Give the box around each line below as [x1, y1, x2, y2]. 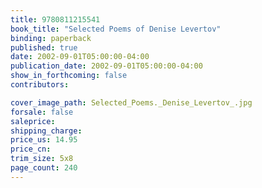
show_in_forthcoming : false [10, 71, 128, 81]
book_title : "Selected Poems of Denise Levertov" [10, 24, 222, 34]
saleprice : [10, 116, 56, 126]
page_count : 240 [10, 163, 78, 173]
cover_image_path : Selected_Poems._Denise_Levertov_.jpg [10, 97, 253, 108]
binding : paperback [10, 33, 92, 43]
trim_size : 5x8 [10, 154, 74, 164]
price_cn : [10, 144, 52, 155]
